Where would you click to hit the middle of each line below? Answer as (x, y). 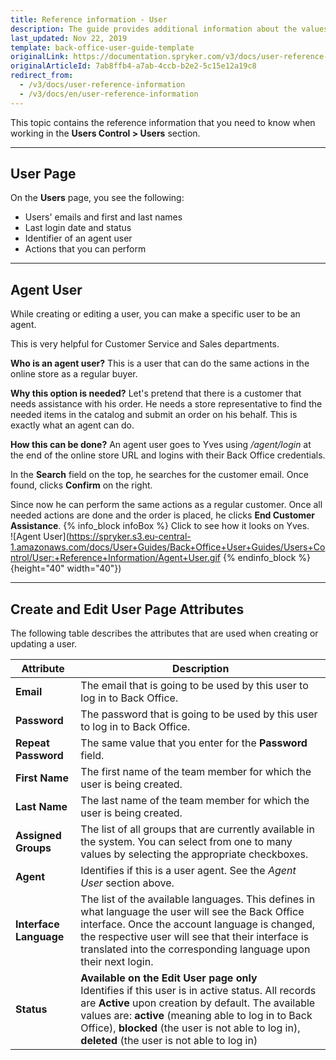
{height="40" (37, 568)
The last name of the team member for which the (195, 801)
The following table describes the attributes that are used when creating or (164, 633)
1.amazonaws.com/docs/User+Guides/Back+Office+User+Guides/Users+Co (168, 547)
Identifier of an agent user (78, 238)
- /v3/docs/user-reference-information (102, 85)
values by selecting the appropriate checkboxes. (194, 854)
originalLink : (40, 57)
